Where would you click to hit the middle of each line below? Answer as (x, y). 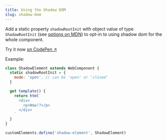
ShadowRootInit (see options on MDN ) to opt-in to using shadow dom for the (84, 34)
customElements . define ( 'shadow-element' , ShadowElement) (66, 133)
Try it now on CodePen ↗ (31, 49)
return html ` (28, 96)
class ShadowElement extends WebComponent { (52, 68)
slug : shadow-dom (23, 15)
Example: (15, 59)
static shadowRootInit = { (38, 73)
